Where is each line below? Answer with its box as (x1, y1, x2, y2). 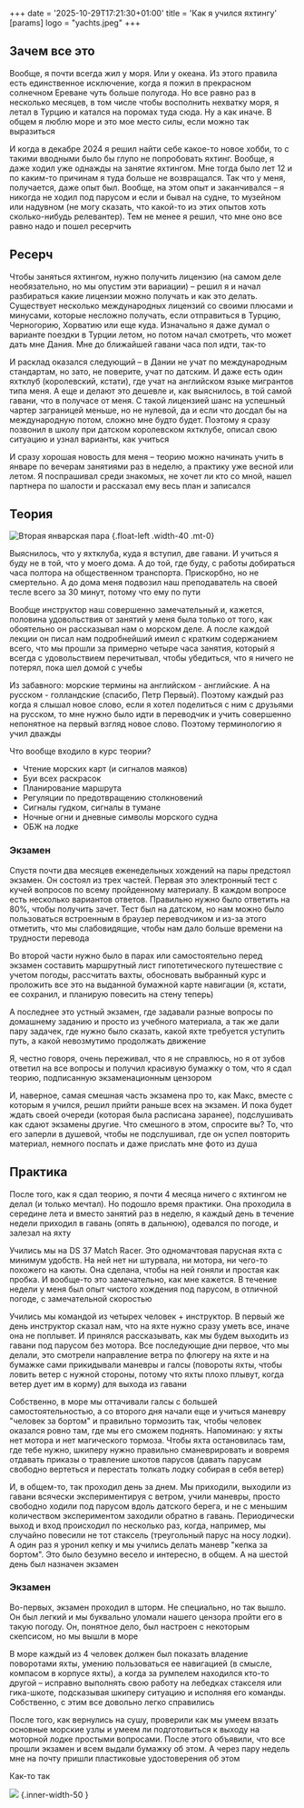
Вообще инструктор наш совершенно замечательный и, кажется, (9, 604, 265, 615)
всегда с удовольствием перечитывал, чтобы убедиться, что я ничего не (9, 653, 294, 664)
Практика (9, 1164, 68, 1180)
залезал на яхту (9, 1227, 72, 1238)
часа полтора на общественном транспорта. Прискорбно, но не (9, 567, 260, 578)
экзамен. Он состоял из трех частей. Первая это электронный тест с (9, 874, 279, 885)
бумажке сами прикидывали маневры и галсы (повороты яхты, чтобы (9, 1359, 283, 1370)
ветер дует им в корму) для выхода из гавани (9, 1378, 188, 1389)
